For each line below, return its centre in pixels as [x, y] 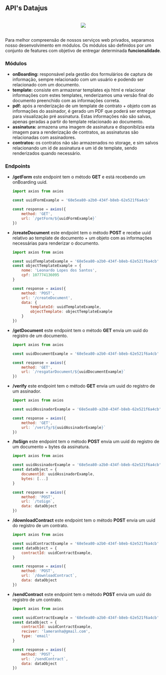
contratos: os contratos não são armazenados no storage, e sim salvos [85, 143]
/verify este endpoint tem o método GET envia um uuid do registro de [83, 386]
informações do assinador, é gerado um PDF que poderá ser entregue [84, 111]
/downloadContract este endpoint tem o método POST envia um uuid [84, 520]
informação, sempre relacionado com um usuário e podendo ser [78, 79]
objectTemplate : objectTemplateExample [71, 312]
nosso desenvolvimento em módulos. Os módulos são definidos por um [78, 45]
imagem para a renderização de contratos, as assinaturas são [75, 132]
